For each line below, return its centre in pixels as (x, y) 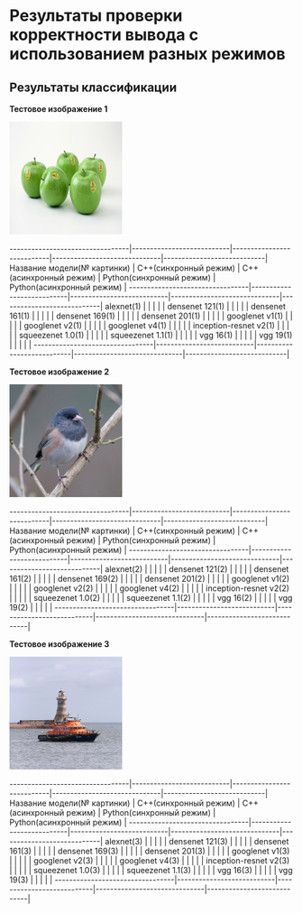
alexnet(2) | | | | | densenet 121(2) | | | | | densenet (197, 569)
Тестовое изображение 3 (59, 644)
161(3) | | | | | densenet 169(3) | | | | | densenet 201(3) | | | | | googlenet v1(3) (150, 851)
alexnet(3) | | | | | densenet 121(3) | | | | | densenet (197, 841)
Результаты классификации (93, 87)
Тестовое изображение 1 (59, 109)
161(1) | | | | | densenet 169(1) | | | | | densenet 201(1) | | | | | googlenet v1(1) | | (151, 316)
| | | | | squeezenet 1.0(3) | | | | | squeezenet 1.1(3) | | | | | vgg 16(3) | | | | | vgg (151, 870)
